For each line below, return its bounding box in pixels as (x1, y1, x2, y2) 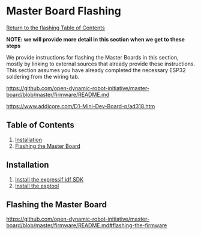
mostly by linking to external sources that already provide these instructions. (6, 60, 196, 67)
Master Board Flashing (6, 4, 122, 18)
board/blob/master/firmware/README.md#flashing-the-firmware (6, 222, 167, 229)
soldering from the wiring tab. (6, 73, 80, 80)
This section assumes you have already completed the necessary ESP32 (6, 66, 186, 73)
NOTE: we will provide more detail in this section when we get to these (6, 35, 185, 43)
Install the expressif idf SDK (14, 175, 84, 183)
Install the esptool (14, 182, 59, 189)
